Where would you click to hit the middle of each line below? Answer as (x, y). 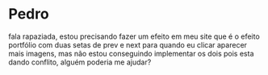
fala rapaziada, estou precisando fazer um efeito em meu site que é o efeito (134, 36)
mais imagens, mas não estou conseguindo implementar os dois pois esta (131, 53)
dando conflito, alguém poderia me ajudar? (80, 62)
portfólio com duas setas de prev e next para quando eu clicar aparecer (128, 44)
